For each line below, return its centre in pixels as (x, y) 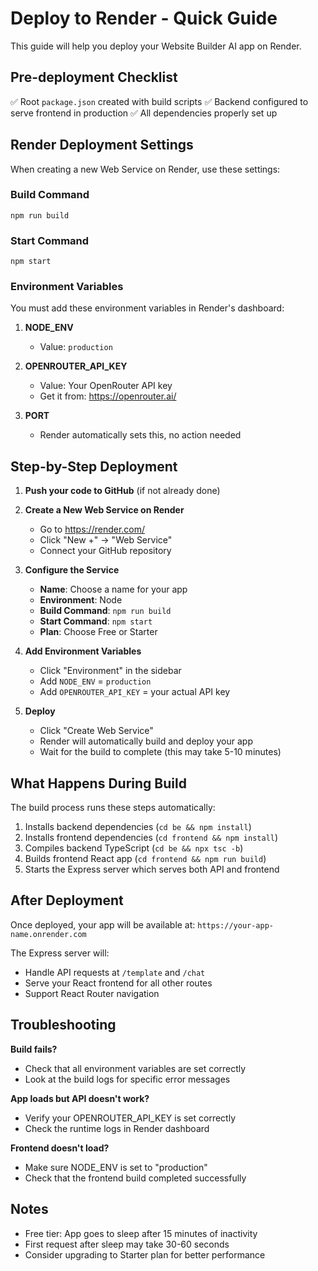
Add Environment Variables (83, 651)
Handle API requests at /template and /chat (115, 972)
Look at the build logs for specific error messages (127, 1079)
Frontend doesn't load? (60, 1148)
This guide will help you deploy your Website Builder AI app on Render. (156, 46)
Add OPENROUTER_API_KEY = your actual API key (135, 692)
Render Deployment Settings (102, 145)
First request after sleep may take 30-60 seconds (127, 1244)
